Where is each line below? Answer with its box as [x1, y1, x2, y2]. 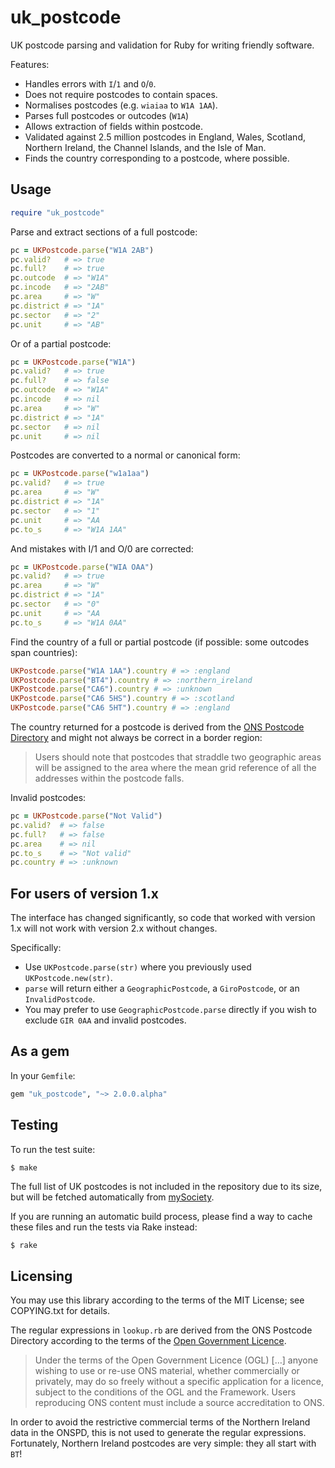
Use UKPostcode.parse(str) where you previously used [24, 961, 252, 973]
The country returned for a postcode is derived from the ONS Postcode [10, 721, 305, 733]
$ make [10, 1162, 38, 1173]
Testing [10, 1117, 59, 1134]
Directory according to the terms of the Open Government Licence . [10, 1335, 287, 1347]
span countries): [10, 646, 78, 658]
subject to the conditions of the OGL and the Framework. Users [34, 1386, 297, 1398]
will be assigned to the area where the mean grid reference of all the [34, 762, 317, 773]
